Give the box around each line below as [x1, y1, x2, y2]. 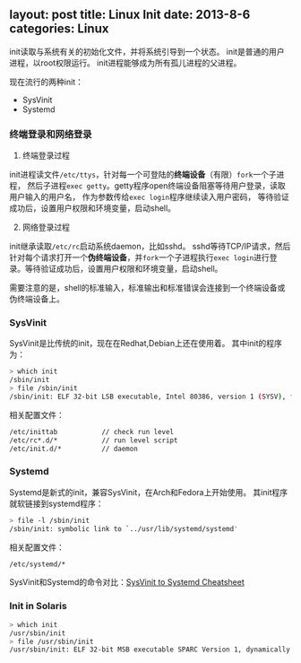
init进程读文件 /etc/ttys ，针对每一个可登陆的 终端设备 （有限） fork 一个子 [9, 170, 277, 180]
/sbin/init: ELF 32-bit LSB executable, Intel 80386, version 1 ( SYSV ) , [9, 392, 287, 402]
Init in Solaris [9, 600, 67, 613]
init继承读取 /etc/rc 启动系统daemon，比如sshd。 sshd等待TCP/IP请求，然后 [9, 241, 291, 252]
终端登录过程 [21, 150, 70, 161]
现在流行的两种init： [9, 76, 83, 87]
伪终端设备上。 [9, 293, 64, 304]
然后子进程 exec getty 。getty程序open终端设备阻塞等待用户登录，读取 [26, 180, 286, 191]
